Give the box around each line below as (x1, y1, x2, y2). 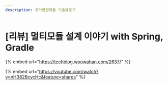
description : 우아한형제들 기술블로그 (5, 7, 76, 13)
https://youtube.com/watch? (39, 68, 99, 74)
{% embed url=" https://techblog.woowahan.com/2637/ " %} (5, 59, 131, 65)
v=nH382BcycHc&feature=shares (5, 74, 76, 80)
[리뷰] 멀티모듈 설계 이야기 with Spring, (5, 31, 163, 42)
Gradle (5, 41, 35, 53)
